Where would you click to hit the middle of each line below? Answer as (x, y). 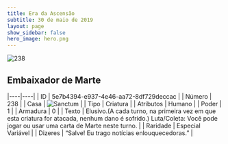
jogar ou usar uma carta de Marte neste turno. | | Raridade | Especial (104, 125)
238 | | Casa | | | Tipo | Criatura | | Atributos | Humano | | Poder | (114, 104)
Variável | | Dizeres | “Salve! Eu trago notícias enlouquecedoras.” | (100, 133)
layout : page (26, 26)
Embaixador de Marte (54, 80)
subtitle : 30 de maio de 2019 (50, 20)
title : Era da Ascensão (41, 13)
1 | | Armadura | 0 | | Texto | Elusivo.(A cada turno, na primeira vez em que (112, 111)
